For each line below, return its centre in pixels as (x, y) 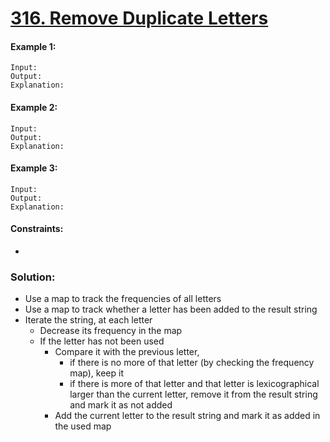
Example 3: (34, 168)
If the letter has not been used (102, 341)
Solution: (33, 277)
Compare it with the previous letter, (127, 352)
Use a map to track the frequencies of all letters (123, 299)
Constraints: (37, 229)
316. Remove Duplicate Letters (139, 18)
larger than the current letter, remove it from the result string (193, 394)
